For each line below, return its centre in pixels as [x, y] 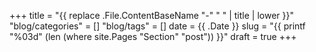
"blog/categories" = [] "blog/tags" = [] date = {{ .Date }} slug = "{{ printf [157, 26]
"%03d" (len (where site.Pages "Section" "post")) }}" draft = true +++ [153, 36]
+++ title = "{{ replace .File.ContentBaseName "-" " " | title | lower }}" [151, 15]
